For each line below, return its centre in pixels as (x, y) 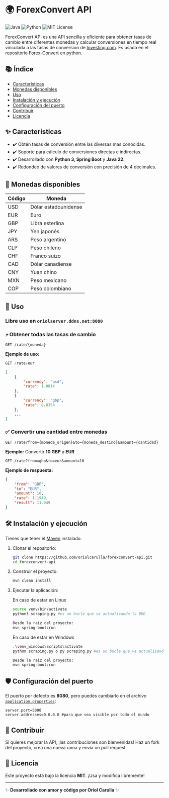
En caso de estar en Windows (43, 637)
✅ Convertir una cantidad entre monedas (56, 432)
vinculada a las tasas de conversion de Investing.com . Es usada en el (77, 47)
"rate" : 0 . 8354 (39, 405)
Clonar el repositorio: (34, 548)
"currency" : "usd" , (44, 382)
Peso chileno (46, 248)
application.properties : (31, 701)
